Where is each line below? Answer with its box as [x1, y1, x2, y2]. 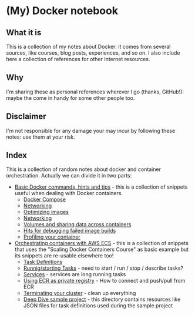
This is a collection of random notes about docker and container [6, 166, 162, 173]
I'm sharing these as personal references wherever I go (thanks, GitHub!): [6, 88, 184, 95]
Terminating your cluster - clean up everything [23, 290, 136, 297]
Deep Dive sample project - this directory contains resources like [23, 296, 181, 303]
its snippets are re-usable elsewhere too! [14, 252, 114, 259]
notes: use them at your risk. [6, 133, 75, 140]
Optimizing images [23, 209, 69, 216]
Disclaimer [6, 112, 46, 122]
